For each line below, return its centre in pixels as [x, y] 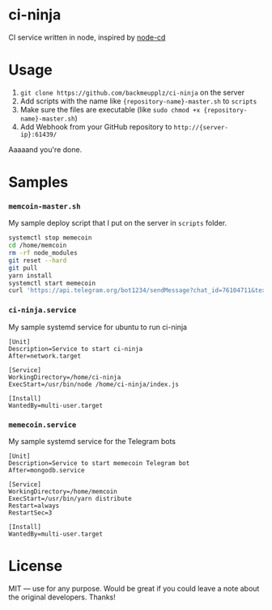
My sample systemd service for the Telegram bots [92, 441]
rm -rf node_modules [43, 253]
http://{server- [201, 127]
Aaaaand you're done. [45, 149]
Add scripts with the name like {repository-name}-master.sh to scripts [138, 101]
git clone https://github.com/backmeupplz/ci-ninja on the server [132, 92]
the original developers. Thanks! [62, 597]
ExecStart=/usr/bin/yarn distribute [70, 498]
